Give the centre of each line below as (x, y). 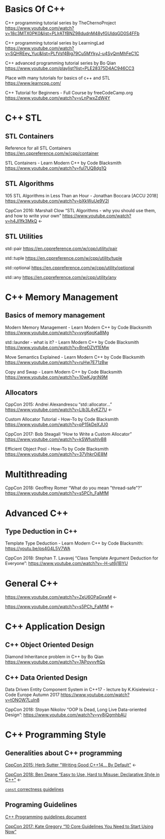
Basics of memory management (55, 315)
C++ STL (23, 118)
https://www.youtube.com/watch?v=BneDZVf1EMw (57, 347)
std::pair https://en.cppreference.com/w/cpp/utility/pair (61, 248)
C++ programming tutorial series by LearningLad (55, 43)
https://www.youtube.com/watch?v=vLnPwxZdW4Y (58, 98)
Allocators (21, 393)
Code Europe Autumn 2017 (33, 695)
